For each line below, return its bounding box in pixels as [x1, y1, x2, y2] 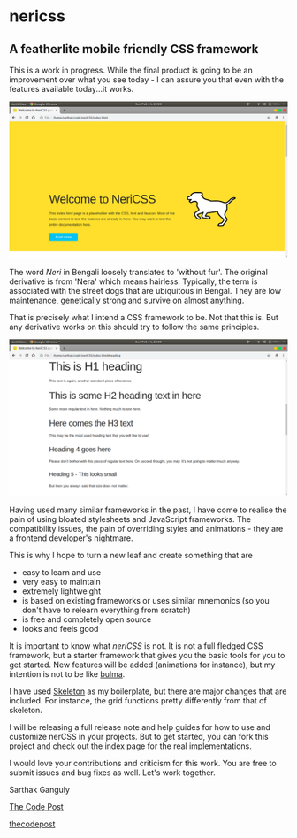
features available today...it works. [9, 84, 134, 94]
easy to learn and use [21, 567, 102, 577]
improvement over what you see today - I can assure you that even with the [9, 74, 285, 85]
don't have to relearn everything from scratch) [21, 604, 192, 615]
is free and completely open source [21, 614, 152, 625]
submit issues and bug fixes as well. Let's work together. [9, 767, 216, 778]
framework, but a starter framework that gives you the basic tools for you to [9, 650, 286, 660]
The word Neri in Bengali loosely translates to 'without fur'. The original [9, 267, 268, 277]
